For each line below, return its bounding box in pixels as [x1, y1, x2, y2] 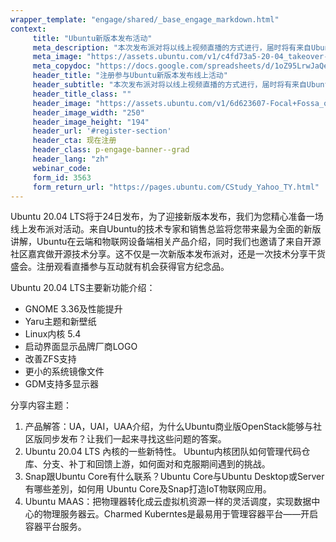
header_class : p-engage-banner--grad [32, 145, 190, 155]
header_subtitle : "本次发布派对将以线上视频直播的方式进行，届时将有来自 [32, 80, 307, 90]
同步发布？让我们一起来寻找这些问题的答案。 [42, 433, 227, 445]
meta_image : [32, 52, 83, 62]
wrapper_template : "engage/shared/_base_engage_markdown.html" [10, 14, 280, 25]
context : [10, 24, 47, 34]
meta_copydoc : [32, 61, 92, 71]
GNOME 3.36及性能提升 [24, 303, 123, 315]
